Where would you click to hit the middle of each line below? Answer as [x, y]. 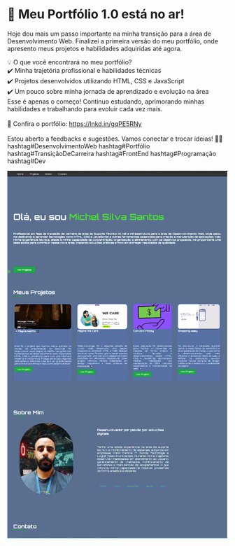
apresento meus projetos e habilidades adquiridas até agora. [95, 48]
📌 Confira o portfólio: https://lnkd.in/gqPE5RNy [74, 124]
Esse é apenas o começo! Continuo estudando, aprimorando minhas [106, 101]
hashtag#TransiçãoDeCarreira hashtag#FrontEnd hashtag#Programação [112, 153]
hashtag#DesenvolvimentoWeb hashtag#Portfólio [79, 146]
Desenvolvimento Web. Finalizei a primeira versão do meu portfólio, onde [113, 41]
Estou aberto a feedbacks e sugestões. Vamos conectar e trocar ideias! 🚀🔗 [115, 139]
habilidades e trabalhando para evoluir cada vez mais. [85, 108]
